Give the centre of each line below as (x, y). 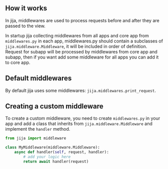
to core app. (18, 62)
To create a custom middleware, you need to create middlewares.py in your (83, 119)
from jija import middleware (36, 138)
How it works (26, 8)
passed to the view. (25, 26)
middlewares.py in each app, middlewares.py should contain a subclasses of (84, 41)
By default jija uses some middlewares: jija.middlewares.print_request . (80, 90)
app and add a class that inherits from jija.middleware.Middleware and (79, 124)
